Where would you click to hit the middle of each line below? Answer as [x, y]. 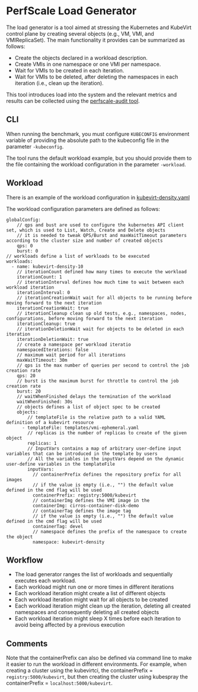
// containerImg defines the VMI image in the [91, 500]
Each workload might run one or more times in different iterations [94, 587]
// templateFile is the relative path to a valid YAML [97, 417]
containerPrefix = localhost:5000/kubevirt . [59, 683]
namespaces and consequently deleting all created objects [87, 612]
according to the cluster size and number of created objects [84, 241]
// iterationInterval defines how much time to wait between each [100, 282]
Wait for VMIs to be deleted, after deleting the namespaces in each [96, 77]
